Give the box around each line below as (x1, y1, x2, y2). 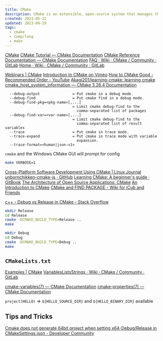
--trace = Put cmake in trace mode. (9, 130, 130, 134)
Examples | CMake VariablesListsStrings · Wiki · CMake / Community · (5, 269, 145, 275)
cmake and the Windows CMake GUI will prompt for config (5, 151, 120, 157)
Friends (5, 190, 20, 195)
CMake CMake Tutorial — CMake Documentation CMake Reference (5, 52, 140, 58)
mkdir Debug (5, 231, 29, 236)
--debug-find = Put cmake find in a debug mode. (9, 96, 145, 100)
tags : (5, 25, 16, 30)
